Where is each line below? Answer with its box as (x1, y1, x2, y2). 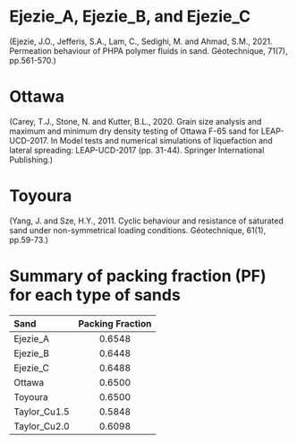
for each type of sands (9, 285, 181, 305)
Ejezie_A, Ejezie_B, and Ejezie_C (9, 6, 251, 27)
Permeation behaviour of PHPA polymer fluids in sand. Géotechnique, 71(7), (9, 45, 288, 56)
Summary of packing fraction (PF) (9, 266, 267, 286)
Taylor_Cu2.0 (13, 420, 70, 432)
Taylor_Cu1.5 (13, 405, 70, 418)
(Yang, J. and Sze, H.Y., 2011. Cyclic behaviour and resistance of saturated (9, 215, 284, 226)
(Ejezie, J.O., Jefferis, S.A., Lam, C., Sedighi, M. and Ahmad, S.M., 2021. (9, 36, 273, 47)
